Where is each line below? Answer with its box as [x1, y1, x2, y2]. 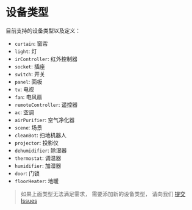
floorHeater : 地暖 [14, 177, 59, 184]
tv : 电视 [14, 85, 35, 93]
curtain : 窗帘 [14, 40, 48, 47]
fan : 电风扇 [14, 93, 43, 101]
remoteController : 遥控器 [14, 101, 78, 108]
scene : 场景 [14, 123, 43, 131]
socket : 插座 [14, 62, 45, 70]
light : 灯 [14, 47, 37, 55]
